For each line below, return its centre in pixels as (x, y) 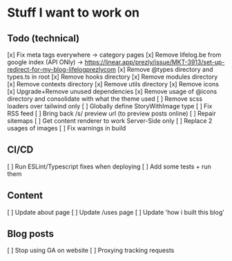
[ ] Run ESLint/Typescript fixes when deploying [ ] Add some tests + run (109, 166)
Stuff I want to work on (74, 13)
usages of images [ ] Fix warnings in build (67, 128)
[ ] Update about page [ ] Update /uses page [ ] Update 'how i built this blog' (116, 212)
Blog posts (30, 234)
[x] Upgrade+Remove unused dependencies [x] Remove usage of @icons (112, 91)
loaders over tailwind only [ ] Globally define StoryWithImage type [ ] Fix (110, 106)
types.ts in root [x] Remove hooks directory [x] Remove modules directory (113, 77)
